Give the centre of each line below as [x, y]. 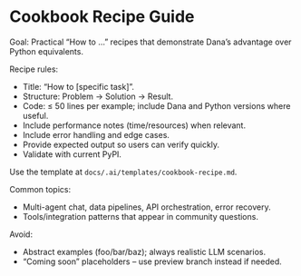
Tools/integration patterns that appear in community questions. [140, 216]
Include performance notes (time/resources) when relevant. [134, 125]
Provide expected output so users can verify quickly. [121, 144]
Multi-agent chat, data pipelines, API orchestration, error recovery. [146, 207]
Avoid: [21, 234]
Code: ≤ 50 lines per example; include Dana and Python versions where [156, 105]
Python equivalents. [47, 51]
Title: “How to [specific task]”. [78, 86]
